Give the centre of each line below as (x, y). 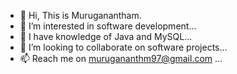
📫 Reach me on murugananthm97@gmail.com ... (121, 58)
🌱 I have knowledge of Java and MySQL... (106, 36)
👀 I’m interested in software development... (108, 26)
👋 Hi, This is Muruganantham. (80, 15)
